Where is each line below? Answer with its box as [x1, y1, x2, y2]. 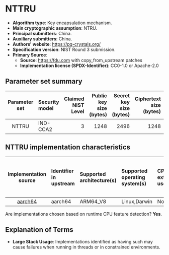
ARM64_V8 [79, 198, 107, 205]
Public [92, 92, 107, 99]
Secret [113, 92, 130, 99]
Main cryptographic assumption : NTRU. [12, 25, 98, 31]
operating [121, 173, 145, 180]
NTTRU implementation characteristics [5, 143, 131, 152]
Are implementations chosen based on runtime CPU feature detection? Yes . [5, 211, 162, 217]
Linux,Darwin [121, 198, 152, 205]
